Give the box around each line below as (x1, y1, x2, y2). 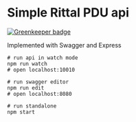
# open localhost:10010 (7, 66, 76, 73)
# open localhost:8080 (7, 90, 72, 97)
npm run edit (7, 84, 45, 91)
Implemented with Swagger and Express (7, 41, 122, 49)
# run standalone (7, 102, 57, 110)
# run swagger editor (7, 78, 69, 85)
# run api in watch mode (7, 54, 78, 61)
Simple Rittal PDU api (7, 5, 129, 21)
